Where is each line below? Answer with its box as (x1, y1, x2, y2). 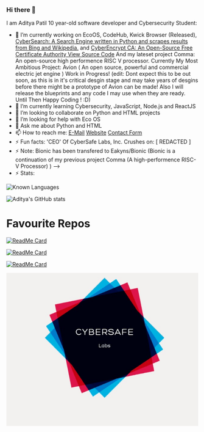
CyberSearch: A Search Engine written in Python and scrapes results (15, 38, 188, 45)
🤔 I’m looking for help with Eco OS (15, 115, 101, 123)
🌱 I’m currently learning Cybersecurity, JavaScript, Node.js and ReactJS (15, 103, 196, 110)
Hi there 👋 (6, 5, 37, 14)
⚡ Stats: (15, 169, 35, 177)
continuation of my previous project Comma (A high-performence (15, 156, 180, 164)
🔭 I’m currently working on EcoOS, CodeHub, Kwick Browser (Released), (15, 31, 197, 38)
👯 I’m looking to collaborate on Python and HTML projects (15, 109, 160, 117)
